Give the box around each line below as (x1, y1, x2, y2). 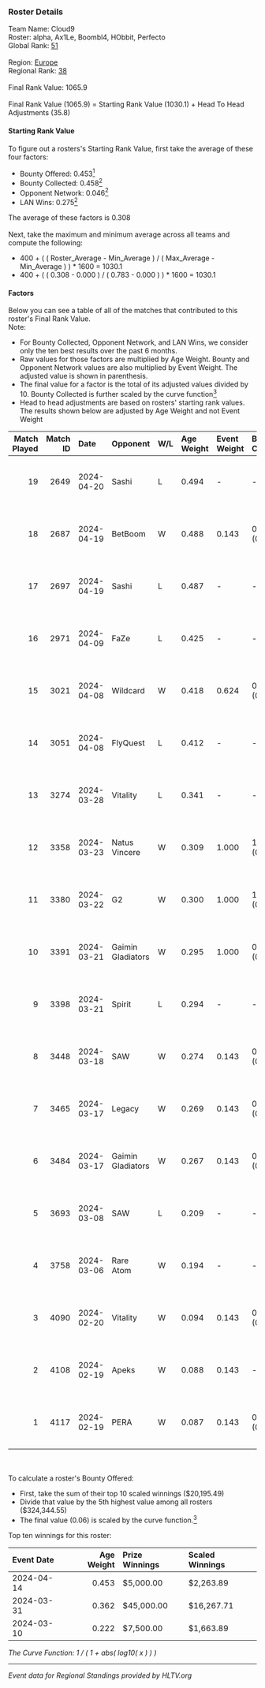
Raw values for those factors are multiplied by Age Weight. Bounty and (19, 354, 250, 364)
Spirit (111, 999, 132, 1010)
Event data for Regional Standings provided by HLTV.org (8, 1671, 192, 1680)
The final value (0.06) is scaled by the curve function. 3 (19, 1514, 197, 1525)
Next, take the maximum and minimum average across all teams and (8, 230, 230, 239)
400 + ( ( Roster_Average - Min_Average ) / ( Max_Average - (19, 253, 215, 263)
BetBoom (111, 528, 146, 539)
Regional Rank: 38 (8, 66, 67, 76)
